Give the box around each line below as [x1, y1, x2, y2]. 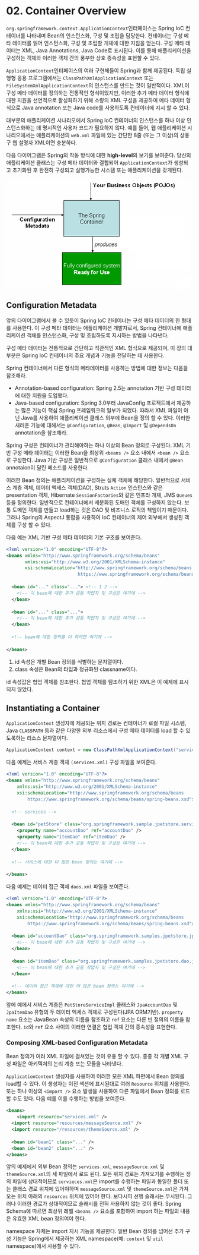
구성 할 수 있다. [17, 521, 52, 528]
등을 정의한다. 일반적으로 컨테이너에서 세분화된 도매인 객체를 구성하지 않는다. [6, 499, 184, 506]
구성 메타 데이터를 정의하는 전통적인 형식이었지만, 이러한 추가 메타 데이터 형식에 [6, 89, 190, 96]
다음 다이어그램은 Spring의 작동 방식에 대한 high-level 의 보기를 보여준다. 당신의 [6, 152, 191, 159]
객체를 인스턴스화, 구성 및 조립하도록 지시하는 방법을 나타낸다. [26, 332, 169, 339]
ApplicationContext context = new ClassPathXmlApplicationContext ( [6, 747, 176, 753]
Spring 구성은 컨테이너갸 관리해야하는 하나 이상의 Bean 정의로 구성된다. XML [6, 442, 185, 449]
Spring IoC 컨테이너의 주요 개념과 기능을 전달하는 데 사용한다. [21, 352, 165, 359]
